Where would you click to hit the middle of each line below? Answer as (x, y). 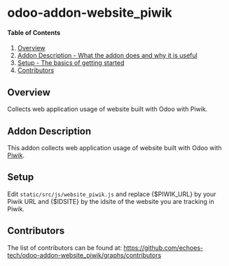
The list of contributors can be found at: (65, 247)
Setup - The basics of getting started (71, 63)
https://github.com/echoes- (164, 247)
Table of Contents (34, 32)
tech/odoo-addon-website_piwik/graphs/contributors (84, 255)
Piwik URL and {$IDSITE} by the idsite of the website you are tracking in (111, 201)
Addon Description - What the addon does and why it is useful (107, 56)
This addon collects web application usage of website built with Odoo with (114, 148)
